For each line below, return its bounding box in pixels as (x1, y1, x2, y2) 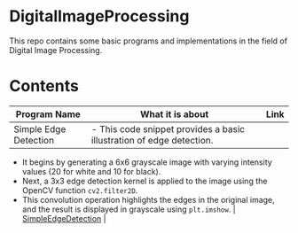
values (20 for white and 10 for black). (21, 166, 161, 176)
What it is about (140, 108, 209, 120)
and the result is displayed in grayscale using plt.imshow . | (21, 204, 237, 214)
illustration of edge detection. (91, 134, 214, 146)
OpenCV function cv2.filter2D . (21, 184, 138, 196)
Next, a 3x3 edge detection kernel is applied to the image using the (21, 175, 268, 186)
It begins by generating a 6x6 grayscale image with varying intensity (21, 157, 272, 167)
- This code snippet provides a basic (91, 122, 246, 135)
